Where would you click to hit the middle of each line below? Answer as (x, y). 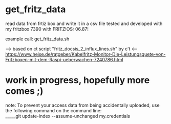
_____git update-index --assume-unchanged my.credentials (68, 116)
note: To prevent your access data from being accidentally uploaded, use (82, 105)
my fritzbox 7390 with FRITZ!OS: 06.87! (47, 29)
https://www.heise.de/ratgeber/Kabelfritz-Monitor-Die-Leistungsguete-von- (85, 54)
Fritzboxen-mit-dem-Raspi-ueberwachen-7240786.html (64, 59)
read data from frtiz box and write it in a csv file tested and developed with (84, 23)
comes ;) (24, 91)
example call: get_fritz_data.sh (37, 39)
